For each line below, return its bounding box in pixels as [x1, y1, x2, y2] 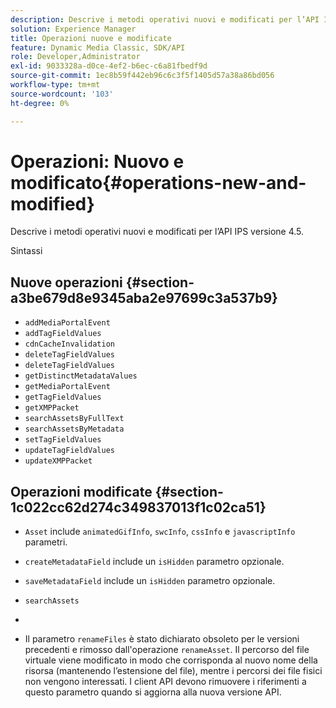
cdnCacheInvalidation [24, 339, 115, 350]
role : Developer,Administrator [10, 52, 141, 62]
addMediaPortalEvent [24, 318, 111, 328]
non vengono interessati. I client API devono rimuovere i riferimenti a [24, 676, 307, 688]
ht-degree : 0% [10, 98, 70, 108]
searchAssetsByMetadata [24, 424, 125, 435]
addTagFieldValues [24, 329, 102, 339]
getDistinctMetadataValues [24, 371, 138, 381]
